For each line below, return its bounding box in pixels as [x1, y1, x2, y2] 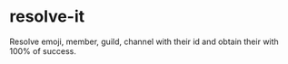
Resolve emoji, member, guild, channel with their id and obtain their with [9, 36, 279, 47]
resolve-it [9, 6, 85, 27]
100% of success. [9, 45, 77, 56]
